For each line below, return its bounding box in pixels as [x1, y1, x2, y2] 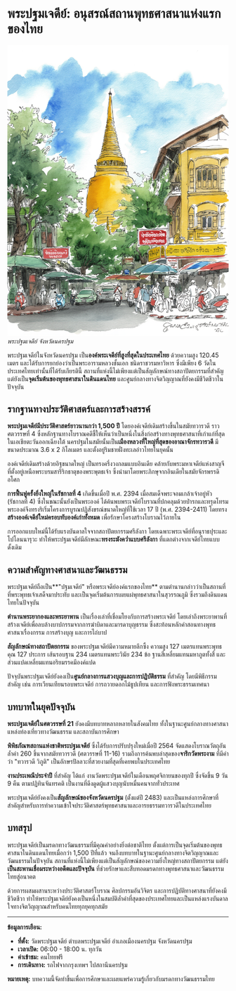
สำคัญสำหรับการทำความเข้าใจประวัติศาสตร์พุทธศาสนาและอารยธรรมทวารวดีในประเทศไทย [7, 801, 212, 810]
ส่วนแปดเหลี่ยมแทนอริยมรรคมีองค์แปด [7, 658, 96, 666]
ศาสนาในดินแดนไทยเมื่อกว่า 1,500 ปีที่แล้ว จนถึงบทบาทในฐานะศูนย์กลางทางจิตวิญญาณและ [7, 848, 219, 857]
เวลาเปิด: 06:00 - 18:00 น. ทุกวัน [17, 945, 103, 953]
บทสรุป [7, 822, 32, 834]
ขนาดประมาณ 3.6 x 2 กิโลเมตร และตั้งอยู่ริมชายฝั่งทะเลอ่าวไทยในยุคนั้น [7, 446, 173, 454]
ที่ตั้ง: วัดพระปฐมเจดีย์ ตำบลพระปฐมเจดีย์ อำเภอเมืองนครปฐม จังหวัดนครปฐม [17, 937, 192, 945]
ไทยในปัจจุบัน [7, 598, 40, 607]
